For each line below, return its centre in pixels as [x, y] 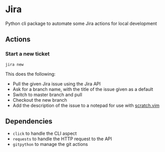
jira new [15, 65]
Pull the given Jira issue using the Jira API [57, 84]
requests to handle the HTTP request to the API [62, 139]
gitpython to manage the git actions [50, 144]
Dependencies [29, 121]
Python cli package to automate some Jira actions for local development [81, 23]
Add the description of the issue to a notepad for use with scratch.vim [86, 105]
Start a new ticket [28, 54]
